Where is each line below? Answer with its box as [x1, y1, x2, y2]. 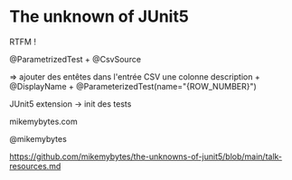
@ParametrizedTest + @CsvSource [9, 53, 142, 64]
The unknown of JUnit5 [9, 6, 190, 27]
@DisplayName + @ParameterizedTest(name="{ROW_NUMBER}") [9, 81, 258, 91]
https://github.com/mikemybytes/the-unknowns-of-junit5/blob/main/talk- [9, 151, 283, 162]
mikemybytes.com [9, 116, 79, 127]
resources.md [9, 160, 61, 171]
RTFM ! [9, 36, 36, 47]
